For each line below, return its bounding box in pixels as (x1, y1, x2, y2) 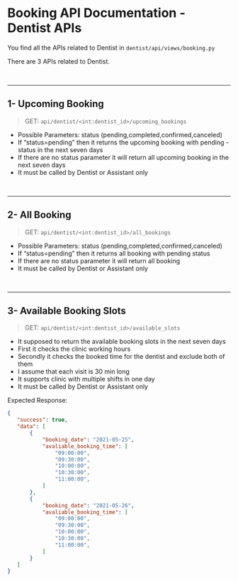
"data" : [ (16, 423, 46, 430)
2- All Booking (7, 209, 72, 221)
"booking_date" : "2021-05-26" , (42, 502, 135, 509)
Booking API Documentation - (7, 5, 186, 21)
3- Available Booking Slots (7, 304, 126, 316)
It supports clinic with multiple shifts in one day (17, 375, 155, 384)
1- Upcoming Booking (7, 98, 104, 110)
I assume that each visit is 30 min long (17, 367, 130, 376)
